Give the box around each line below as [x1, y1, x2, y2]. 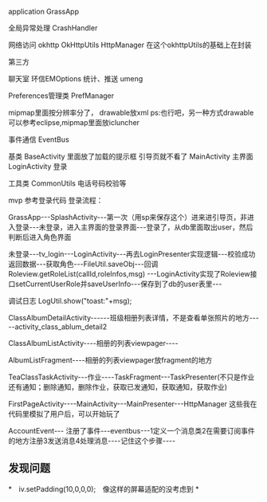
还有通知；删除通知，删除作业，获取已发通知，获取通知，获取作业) [8, 382, 228, 391]
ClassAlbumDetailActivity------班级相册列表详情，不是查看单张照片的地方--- [8, 313, 259, 322]
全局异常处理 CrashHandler [8, 23, 98, 33]
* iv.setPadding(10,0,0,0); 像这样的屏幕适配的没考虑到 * [8, 484, 199, 493]
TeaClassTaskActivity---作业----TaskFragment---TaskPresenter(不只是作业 [8, 372, 255, 382]
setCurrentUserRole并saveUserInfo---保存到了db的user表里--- [14, 279, 222, 288]
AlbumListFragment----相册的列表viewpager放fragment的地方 [8, 355, 213, 365]
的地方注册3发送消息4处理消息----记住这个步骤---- [8, 436, 176, 445]
